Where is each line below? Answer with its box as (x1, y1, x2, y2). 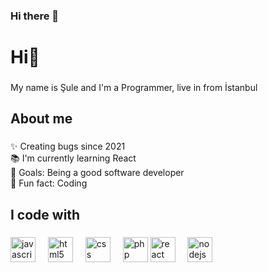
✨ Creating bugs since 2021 (10, 140, 126, 153)
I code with (10, 206, 81, 223)
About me (10, 110, 73, 128)
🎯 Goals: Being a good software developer (10, 167, 185, 179)
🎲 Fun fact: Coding (10, 177, 88, 189)
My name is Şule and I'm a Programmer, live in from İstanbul (10, 82, 258, 94)
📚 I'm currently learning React (10, 152, 137, 164)
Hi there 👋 (10, 9, 60, 23)
